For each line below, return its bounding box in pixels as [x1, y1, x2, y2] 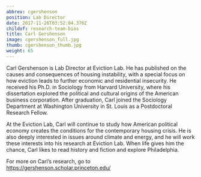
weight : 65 [6, 48, 34, 54]
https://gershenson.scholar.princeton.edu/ [6, 164, 111, 171]
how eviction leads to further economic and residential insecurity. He [6, 77, 177, 84]
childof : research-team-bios [6, 25, 79, 32]
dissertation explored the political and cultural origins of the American [6, 89, 179, 97]
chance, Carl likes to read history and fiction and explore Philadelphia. [6, 146, 179, 153]
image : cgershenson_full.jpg [6, 37, 79, 43]
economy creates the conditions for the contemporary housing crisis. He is [6, 127, 191, 134]
